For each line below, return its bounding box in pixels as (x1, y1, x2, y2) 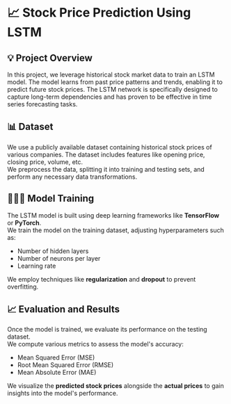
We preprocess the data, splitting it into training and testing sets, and (7, 165, 205, 173)
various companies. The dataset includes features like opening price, (7, 150, 205, 159)
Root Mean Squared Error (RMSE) (17, 361, 114, 369)
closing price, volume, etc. (7, 157, 83, 166)
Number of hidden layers (17, 247, 89, 255)
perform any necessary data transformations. (7, 172, 138, 181)
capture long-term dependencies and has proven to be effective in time (7, 92, 212, 101)
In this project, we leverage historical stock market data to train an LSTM (7, 70, 215, 79)
